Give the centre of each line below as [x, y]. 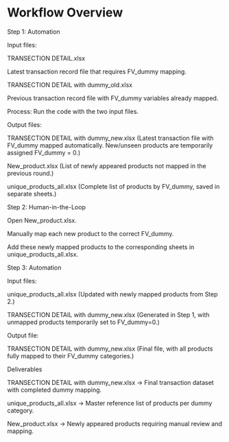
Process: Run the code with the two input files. [73, 111]
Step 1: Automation [34, 32]
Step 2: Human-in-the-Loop [46, 207]
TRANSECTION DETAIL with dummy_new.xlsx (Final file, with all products [110, 349]
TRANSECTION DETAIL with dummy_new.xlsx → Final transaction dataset [110, 382]
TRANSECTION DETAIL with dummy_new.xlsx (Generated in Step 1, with [109, 314]
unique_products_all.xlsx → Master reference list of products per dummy [110, 403]
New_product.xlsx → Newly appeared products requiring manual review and [115, 423]
